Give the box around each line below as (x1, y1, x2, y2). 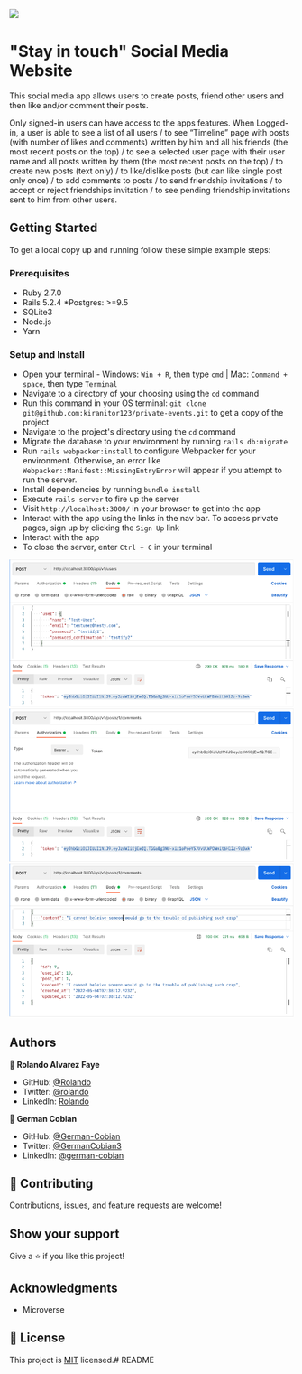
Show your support (9, 1226, 120, 1241)
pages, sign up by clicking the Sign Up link (22, 522, 180, 533)
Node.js (22, 316, 52, 327)
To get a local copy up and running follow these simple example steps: (9, 244, 271, 255)
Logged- (256, 117, 289, 128)
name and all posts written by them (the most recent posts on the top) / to (9, 155, 284, 166)
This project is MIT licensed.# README (9, 1354, 155, 1365)
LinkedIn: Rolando (22, 1096, 90, 1107)
